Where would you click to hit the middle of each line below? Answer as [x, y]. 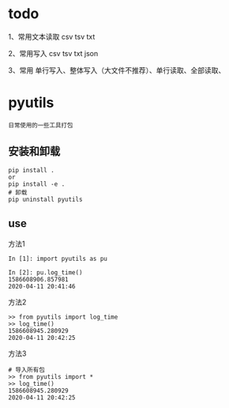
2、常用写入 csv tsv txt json [53, 53]
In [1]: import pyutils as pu [58, 259]
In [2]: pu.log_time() [45, 272]
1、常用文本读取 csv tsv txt [52, 36]
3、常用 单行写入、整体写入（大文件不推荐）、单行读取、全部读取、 [117, 70]
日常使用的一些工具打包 [41, 125]
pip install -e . [37, 184]
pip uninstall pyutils [45, 199]
